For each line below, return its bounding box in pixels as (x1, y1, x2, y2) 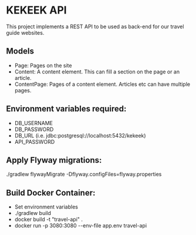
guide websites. (6, 29, 45, 36)
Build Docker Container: (6, 187, 96, 197)
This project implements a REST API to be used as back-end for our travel (6, 23, 184, 30)
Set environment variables (14, 203, 78, 210)
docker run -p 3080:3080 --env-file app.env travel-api (14, 222, 147, 229)
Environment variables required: (6, 104, 127, 114)
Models (6, 46, 34, 56)
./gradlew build (14, 210, 52, 217)
